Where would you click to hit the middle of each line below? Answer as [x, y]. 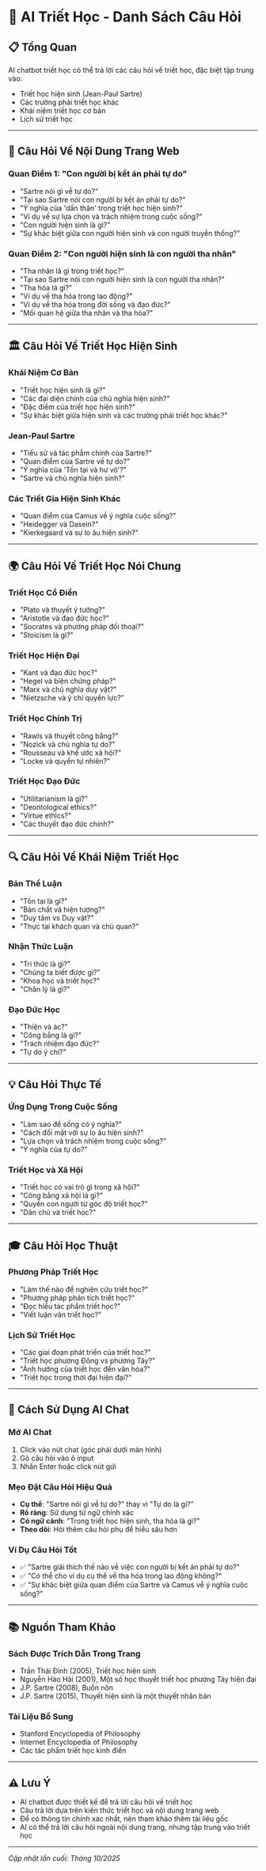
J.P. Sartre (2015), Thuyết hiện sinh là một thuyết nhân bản [115, 1696]
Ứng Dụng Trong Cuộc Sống [63, 1106]
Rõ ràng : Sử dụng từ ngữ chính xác [77, 1512]
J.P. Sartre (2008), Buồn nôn [66, 1688]
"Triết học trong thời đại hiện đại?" [76, 1378]
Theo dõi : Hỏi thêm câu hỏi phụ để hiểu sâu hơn [98, 1529]
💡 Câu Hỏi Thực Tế [55, 1084]
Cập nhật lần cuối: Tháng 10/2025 [64, 1858]
